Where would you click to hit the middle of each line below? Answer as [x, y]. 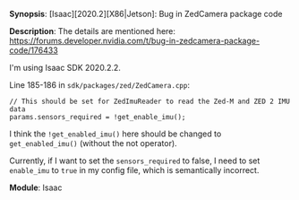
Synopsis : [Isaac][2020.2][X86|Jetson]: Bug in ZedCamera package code [146, 14]
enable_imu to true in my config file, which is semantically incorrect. [134, 170]
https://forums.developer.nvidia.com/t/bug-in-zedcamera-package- [135, 41]
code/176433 [34, 50]
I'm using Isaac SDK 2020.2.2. [65, 68]
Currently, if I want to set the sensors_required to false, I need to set [135, 161]
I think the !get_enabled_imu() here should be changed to [115, 134]
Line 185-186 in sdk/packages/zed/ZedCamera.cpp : [100, 85]
